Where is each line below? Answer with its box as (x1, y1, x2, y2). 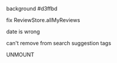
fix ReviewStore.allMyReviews (6, 17, 80, 23)
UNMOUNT (6, 51, 35, 58)
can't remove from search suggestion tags (6, 40, 112, 46)
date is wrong (6, 28, 40, 35)
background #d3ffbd (6, 5, 58, 12)
